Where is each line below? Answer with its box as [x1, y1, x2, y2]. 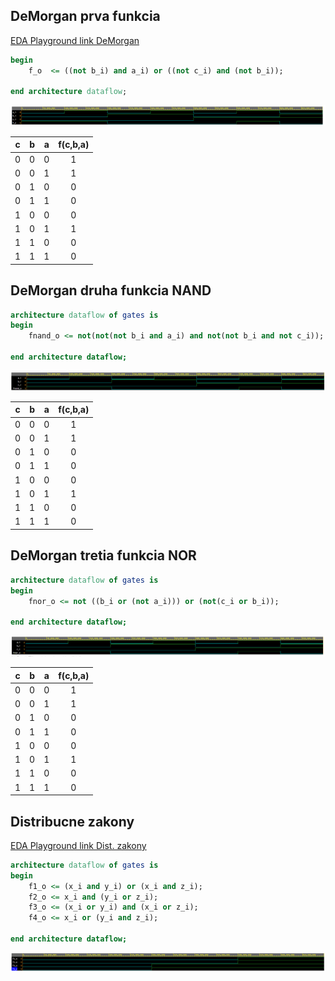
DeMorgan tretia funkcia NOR [10, 547, 197, 564]
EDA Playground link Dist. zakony [10, 839, 147, 851]
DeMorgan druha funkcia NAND [10, 282, 212, 299]
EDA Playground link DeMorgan [10, 34, 140, 46]
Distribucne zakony [10, 813, 135, 830]
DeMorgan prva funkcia [10, 8, 161, 25]
